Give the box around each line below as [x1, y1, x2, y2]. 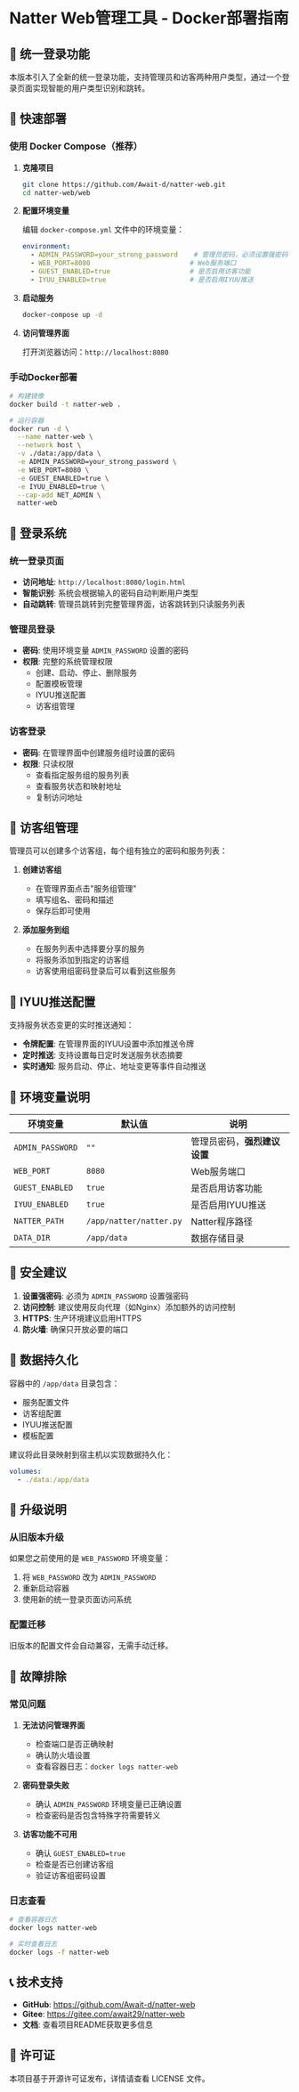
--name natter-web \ [17, 433, 93, 442]
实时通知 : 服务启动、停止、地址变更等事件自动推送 [21, 1061, 206, 1071]
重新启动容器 [21, 1583, 69, 1594]
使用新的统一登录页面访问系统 [21, 1594, 132, 1605]
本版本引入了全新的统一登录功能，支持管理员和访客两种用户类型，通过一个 [9, 72, 282, 82]
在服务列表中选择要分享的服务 [35, 943, 145, 954]
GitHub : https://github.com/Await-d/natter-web [21, 1998, 196, 2009]
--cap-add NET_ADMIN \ [17, 491, 101, 500]
